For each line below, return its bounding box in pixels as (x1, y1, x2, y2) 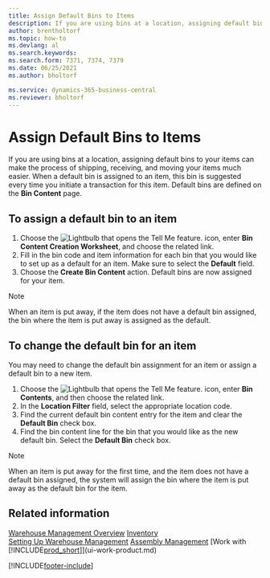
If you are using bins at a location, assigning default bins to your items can (8, 154, 255, 165)
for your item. (19, 276, 65, 286)
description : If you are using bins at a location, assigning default (8, 19, 250, 27)
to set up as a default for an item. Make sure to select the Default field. (19, 258, 255, 269)
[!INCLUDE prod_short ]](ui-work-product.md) (8, 545, 157, 555)
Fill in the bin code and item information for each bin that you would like (19, 250, 257, 260)
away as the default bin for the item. (8, 483, 128, 493)
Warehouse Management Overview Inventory (8, 527, 158, 538)
